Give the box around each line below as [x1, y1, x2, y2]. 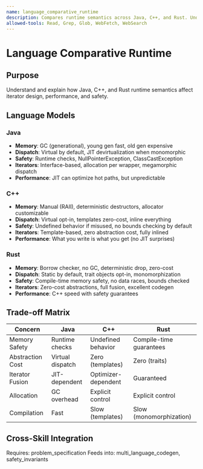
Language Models [6, 110, 76, 120]
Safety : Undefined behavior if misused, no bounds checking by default [14, 222, 192, 230]
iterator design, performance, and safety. [6, 93, 109, 100]
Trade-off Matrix [6, 307, 71, 318]
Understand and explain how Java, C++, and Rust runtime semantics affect [6, 86, 193, 94]
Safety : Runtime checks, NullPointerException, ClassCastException [14, 155, 183, 162]
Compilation [9, 409, 43, 418]
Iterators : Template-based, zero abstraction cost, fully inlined [14, 229, 169, 236]
